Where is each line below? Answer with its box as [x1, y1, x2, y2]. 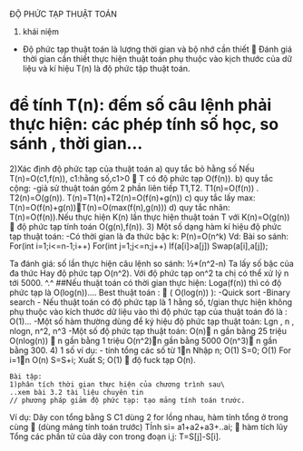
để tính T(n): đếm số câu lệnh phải [9, 95, 272, 115]
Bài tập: [9, 372, 43, 381]
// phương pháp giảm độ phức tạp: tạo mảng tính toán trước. [9, 396, 246, 405]
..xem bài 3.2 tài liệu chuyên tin [9, 387, 144, 397]
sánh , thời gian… [9, 133, 143, 154]
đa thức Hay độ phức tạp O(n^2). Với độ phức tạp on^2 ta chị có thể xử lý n [9, 268, 289, 279]
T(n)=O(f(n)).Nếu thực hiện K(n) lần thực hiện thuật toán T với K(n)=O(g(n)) [9, 211, 290, 222]
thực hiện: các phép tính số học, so [9, 114, 279, 135]
